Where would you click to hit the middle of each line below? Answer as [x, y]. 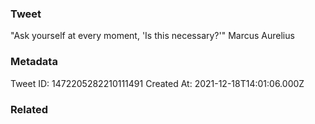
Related [29, 109]
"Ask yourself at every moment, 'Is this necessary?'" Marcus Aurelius [152, 36]
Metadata [34, 62]
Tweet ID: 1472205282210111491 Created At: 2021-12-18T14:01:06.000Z [157, 83]
